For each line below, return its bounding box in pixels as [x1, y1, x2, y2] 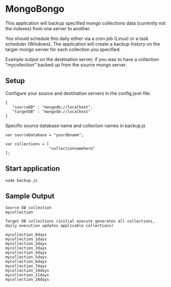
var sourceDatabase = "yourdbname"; [5, 132, 84, 137]
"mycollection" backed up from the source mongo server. [5, 61, 127, 68]
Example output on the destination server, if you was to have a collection [5, 56, 159, 62]
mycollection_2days [5, 241, 47, 247]
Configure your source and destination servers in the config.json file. [5, 90, 151, 96]
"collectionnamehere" [49, 146, 96, 151]
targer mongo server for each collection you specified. [5, 46, 121, 52]
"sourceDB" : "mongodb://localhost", [12, 105, 93, 110]
